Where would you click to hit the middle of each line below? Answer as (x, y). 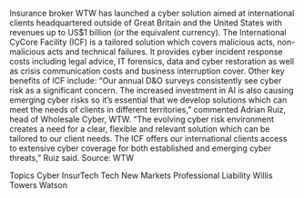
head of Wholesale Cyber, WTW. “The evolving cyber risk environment (142, 119)
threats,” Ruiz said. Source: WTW (72, 158)
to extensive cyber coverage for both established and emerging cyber (140, 148)
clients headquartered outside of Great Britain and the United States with (146, 23)
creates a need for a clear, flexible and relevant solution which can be (140, 129)
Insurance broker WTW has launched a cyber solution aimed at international (152, 13)
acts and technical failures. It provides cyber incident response (165, 52)
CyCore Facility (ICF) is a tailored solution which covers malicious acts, (142, 42)
